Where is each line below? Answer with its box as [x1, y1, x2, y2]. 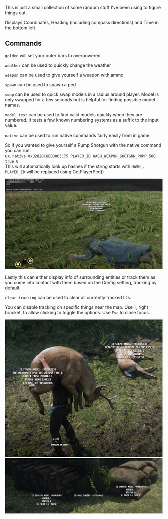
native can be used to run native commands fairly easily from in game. [5, 132, 151, 138]
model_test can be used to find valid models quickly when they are [5, 111, 142, 117]
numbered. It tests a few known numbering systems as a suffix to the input [5, 117, 159, 123]
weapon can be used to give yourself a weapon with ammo [5, 72, 124, 78]
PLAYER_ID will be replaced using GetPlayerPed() [5, 168, 104, 175]
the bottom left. [5, 25, 37, 31]
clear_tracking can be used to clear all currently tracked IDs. [5, 294, 131, 300]
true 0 [5, 159, 19, 164]
